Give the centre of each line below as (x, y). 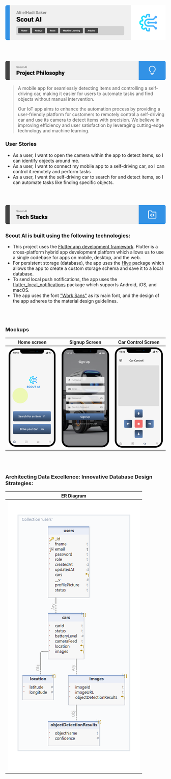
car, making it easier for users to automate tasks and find (93, 94)
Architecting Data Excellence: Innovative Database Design (79, 476)
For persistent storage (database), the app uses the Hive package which (88, 263)
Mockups (17, 329)
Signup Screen (85, 342)
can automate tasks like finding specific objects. (63, 182)
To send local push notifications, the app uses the (65, 279)
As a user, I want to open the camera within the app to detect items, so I (88, 155)
